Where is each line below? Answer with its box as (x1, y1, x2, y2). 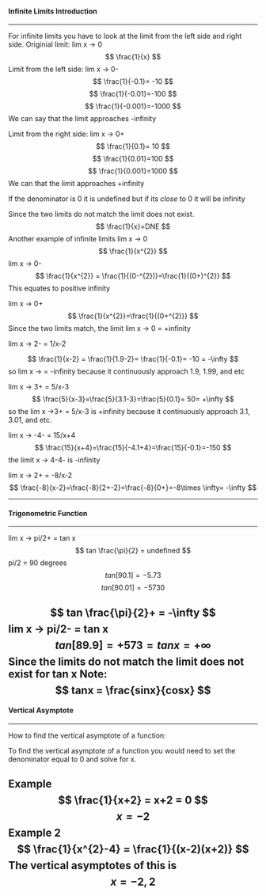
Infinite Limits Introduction (8, 6, 97, 16)
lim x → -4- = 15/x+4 (8, 431, 76, 440)
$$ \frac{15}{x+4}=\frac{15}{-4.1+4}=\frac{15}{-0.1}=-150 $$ (34, 443, 232, 453)
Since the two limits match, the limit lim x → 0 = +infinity (8, 324, 192, 333)
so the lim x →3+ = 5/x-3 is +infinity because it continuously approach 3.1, (8, 407, 251, 416)
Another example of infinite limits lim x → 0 (8, 234, 148, 244)
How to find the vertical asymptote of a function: (8, 731, 166, 740)
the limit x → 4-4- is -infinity (8, 455, 101, 465)
